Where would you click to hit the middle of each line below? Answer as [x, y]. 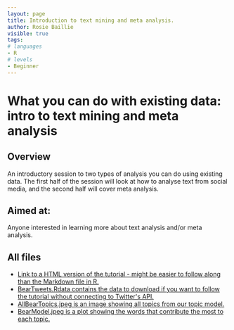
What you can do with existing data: [114, 101]
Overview [29, 157]
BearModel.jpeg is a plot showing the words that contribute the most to [120, 312]
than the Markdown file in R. [58, 281]
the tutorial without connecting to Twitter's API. [86, 297]
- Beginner [23, 66]
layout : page [26, 14]
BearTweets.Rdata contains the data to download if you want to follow [118, 289]
